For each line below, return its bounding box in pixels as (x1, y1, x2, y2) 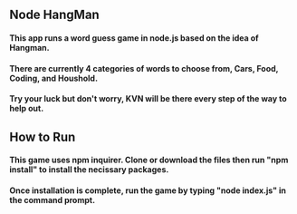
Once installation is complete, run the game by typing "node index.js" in (9, 185, 287, 196)
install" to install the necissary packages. (9, 164, 169, 175)
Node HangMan (9, 7, 100, 23)
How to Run (9, 129, 76, 144)
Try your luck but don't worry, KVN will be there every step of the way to (9, 93, 287, 104)
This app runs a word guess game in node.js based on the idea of (9, 32, 260, 44)
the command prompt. (9, 194, 96, 205)
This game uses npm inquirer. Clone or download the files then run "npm (9, 154, 289, 166)
